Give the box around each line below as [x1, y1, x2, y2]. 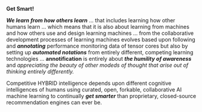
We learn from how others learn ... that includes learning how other [6, 17, 175, 23]
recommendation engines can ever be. [6, 99, 103, 106]
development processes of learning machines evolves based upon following [6, 36, 196, 43]
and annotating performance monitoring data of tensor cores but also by [6, 42, 188, 49]
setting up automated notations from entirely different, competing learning [6, 49, 194, 56]
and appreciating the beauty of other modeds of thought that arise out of [6, 61, 189, 69]
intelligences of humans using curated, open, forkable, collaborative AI [6, 86, 182, 93]
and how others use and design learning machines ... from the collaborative [6, 30, 194, 37]
